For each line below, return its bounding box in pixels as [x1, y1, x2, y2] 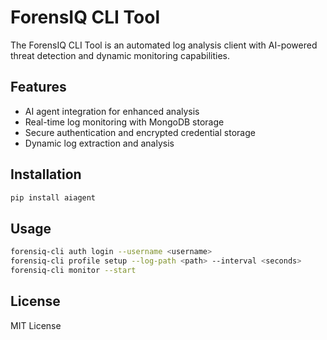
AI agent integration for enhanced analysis [24, 105, 200, 117]
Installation [10, 166, 82, 183]
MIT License [10, 319, 62, 331]
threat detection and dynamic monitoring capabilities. [10, 49, 230, 61]
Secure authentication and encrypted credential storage [24, 126, 256, 138]
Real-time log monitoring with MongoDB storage [24, 116, 225, 128]
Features [10, 79, 67, 96]
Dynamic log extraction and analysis [24, 137, 175, 149]
